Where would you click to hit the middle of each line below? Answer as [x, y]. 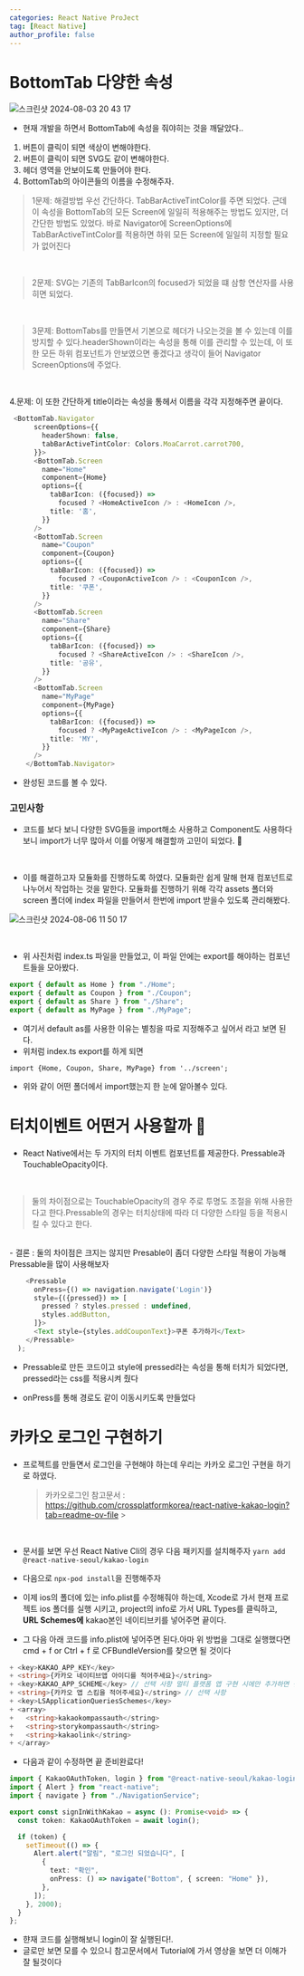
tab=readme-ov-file [82, 1514]
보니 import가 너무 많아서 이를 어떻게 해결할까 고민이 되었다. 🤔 [132, 841]
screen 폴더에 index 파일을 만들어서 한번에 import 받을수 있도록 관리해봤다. [156, 900]
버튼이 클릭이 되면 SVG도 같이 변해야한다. [96, 158]
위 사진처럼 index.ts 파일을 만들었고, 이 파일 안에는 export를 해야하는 [144, 956]
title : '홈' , [73, 511]
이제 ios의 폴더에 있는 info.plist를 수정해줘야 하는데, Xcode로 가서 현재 [147, 1597]
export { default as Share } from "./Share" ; [96, 1002]
